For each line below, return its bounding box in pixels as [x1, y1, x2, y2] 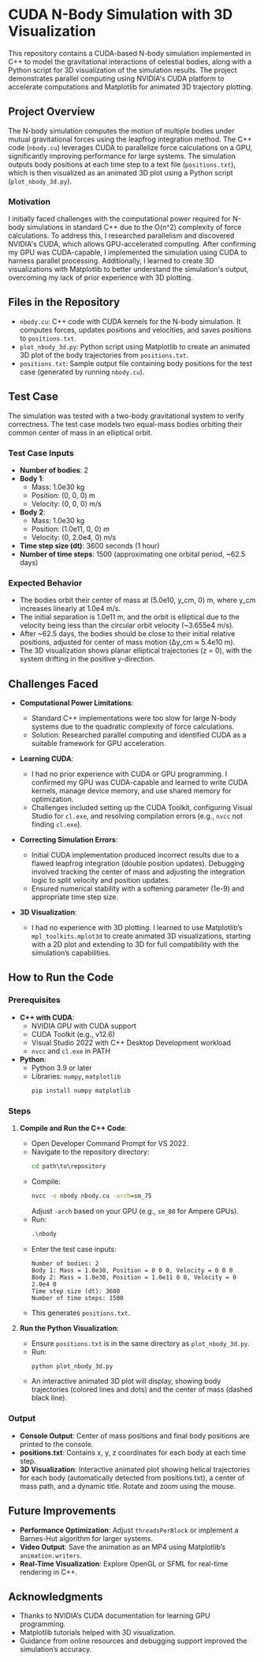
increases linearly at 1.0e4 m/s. [19, 604, 121, 613]
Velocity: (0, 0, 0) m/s [31, 499, 102, 508]
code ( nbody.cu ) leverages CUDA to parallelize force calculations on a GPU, [8, 142, 253, 152]
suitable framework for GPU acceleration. [31, 739, 166, 748]
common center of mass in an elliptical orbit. [8, 428, 153, 437]
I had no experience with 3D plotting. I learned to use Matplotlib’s [31, 923, 243, 933]
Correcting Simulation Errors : [19, 835, 118, 845]
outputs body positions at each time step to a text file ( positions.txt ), [8, 160, 236, 169]
